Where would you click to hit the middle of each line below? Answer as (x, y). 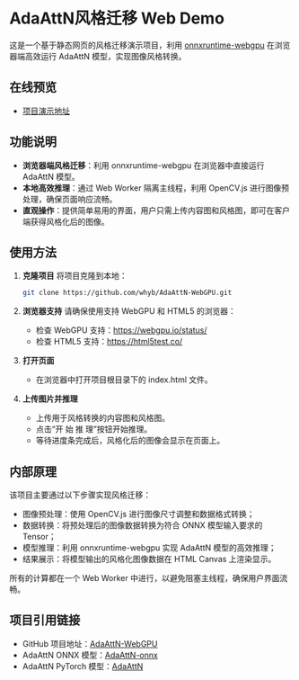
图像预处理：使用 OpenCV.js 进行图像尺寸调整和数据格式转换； (138, 514)
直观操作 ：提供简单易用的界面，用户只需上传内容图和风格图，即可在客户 (156, 210)
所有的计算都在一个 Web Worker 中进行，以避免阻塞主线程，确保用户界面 (145, 578)
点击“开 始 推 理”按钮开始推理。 (94, 429)
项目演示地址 (46, 111)
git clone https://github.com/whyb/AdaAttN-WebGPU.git (127, 293)
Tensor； (39, 537)
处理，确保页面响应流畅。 (70, 199)
